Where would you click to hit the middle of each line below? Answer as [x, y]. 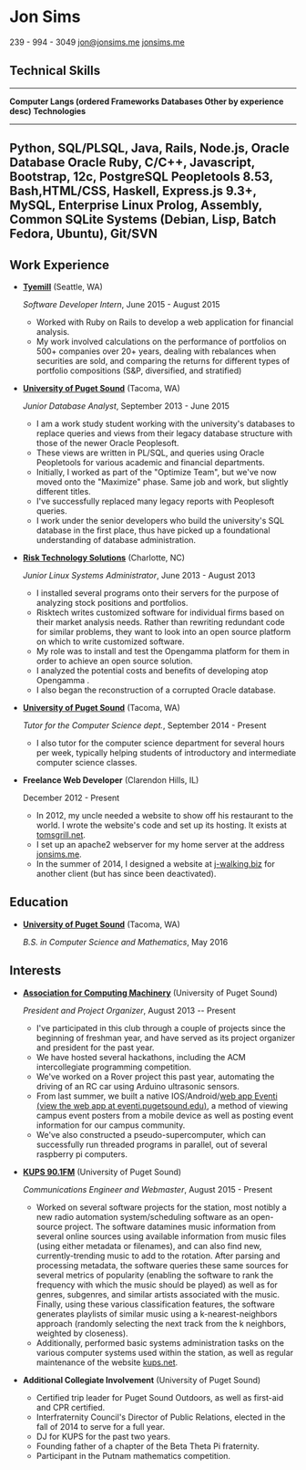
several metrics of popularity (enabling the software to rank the [155, 1275]
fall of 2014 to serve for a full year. [101, 1426]
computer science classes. [87, 762]
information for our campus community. [111, 1125]
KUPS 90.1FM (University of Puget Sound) [102, 1172]
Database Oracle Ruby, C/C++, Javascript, [132, 163]
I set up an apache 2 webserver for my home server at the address [160, 844]
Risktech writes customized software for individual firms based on [160, 612]
